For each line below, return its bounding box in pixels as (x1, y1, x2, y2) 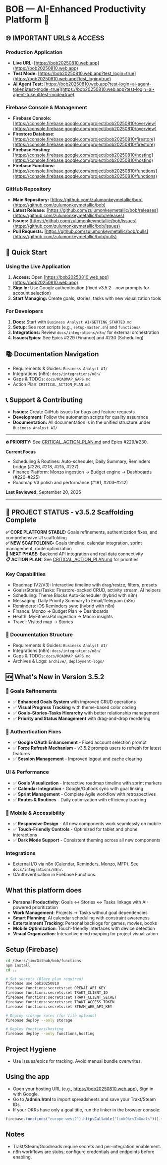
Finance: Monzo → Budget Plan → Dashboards (12, 608, 109, 614)
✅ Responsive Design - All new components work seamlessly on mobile (12, 821, 162, 827)
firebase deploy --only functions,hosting (5, 1031, 95, 1036)
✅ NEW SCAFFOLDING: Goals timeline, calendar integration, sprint (5, 540, 142, 546)
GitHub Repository (5, 186, 52, 193)
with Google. (12, 1091, 39, 1097)
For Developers (5, 308, 44, 315)
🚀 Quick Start (5, 248, 48, 257)
